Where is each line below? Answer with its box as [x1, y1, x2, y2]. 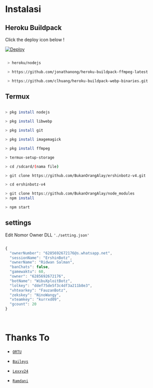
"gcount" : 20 [9, 301, 37, 307]
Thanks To [5, 332, 50, 343]
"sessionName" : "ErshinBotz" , [9, 255, 72, 260]
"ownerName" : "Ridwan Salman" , [9, 260, 75, 265]
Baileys [12, 359, 28, 364]
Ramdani [12, 378, 28, 383]
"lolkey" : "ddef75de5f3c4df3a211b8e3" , [9, 283, 93, 288]
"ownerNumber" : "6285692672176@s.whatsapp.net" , [9, 250, 113, 255]
